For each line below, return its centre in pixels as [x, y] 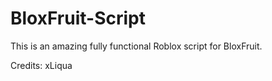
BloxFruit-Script [78, 18]
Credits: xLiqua [41, 65]
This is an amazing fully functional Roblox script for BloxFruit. [136, 46]
